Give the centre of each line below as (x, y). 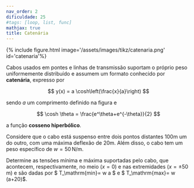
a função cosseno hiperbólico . (44, 125)
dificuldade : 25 (26, 17)
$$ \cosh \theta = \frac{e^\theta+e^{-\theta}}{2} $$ (98, 114)
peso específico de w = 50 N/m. (45, 149)
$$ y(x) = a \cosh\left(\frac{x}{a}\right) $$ (98, 91)
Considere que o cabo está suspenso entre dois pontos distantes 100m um (96, 137)
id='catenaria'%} (26, 56)
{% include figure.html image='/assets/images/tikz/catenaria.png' (86, 50)
